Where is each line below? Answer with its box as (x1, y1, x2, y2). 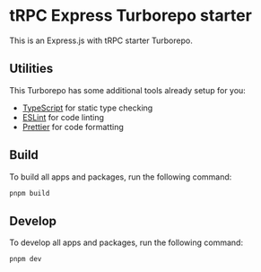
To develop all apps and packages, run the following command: (9, 237, 244, 248)
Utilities (9, 61, 54, 76)
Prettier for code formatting (22, 121, 124, 132)
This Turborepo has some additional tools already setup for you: (9, 84, 247, 95)
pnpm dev (9, 255, 42, 264)
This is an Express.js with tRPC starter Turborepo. (9, 35, 193, 46)
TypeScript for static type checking (22, 102, 153, 113)
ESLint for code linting (22, 111, 105, 122)
